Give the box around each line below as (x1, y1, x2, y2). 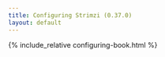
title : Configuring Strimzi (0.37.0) (8, 11, 133, 20)
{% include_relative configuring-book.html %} (8, 40, 158, 49)
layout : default (8, 19, 62, 27)
